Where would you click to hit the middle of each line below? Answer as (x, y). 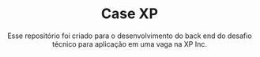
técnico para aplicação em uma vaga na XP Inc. (130, 44)
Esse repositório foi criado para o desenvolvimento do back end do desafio (130, 36)
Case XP (130, 14)
